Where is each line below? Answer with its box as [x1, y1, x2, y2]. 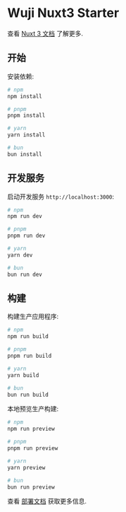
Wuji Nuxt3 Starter [7, 5, 120, 21]
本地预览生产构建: [7, 405, 59, 413]
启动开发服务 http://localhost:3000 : [7, 192, 115, 201]
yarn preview [7, 464, 46, 471]
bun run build [7, 391, 49, 398]
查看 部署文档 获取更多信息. [7, 497, 87, 506]
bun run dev [7, 271, 42, 278]
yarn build [7, 371, 39, 379]
